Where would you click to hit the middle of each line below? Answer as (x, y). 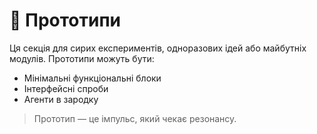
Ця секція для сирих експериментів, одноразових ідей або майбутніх (158, 48)
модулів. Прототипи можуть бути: (82, 58)
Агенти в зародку (61, 99)
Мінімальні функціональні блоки (92, 78)
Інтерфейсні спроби (66, 88)
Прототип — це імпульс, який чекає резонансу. (135, 118)
